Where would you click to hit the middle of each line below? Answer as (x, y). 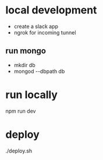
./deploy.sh (19, 151)
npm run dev (21, 111)
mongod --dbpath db (39, 71)
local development (51, 10)
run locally (31, 95)
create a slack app (36, 26)
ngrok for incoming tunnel (45, 32)
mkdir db (24, 65)
